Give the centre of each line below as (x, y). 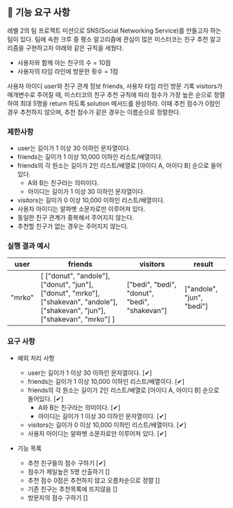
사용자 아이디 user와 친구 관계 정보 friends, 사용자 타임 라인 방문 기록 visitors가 (115, 86)
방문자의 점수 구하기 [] (58, 498)
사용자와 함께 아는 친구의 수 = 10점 (64, 62)
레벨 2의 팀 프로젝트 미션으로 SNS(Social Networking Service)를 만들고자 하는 (114, 31)
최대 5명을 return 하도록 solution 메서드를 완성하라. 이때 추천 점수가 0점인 (120, 103)
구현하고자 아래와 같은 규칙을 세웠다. (75, 48)
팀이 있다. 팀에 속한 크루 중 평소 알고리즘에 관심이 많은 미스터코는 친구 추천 (108, 39)
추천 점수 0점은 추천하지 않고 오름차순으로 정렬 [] (94, 480)
